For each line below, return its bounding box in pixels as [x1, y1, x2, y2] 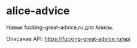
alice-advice [6, 4, 70, 18]
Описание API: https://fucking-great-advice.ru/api [6, 35, 130, 42]
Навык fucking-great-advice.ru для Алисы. [6, 24, 114, 31]
